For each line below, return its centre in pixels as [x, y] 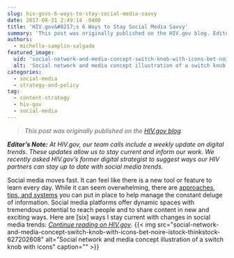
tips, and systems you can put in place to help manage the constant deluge [115, 195]
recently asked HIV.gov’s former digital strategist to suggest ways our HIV [114, 159]
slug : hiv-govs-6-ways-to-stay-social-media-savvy [82, 14]
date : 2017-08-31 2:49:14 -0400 [54, 20]
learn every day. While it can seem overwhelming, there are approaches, [111, 187]
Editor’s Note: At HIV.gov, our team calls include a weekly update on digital [116, 144]
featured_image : [31, 53]
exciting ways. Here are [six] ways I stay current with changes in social [109, 217]
